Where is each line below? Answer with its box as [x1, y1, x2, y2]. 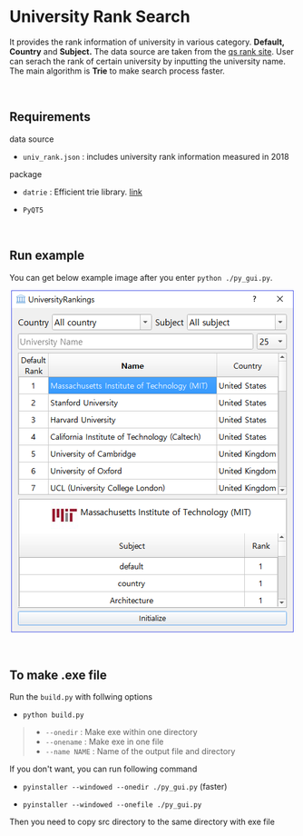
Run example [9, 248, 84, 264]
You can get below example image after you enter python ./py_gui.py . [9, 272, 273, 283]
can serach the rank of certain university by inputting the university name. [9, 55, 286, 66]
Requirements [9, 109, 91, 124]
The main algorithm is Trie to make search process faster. [9, 65, 225, 76]
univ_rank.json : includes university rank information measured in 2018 [22, 151, 289, 162]
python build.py [22, 711, 84, 720]
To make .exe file [9, 667, 107, 682]
